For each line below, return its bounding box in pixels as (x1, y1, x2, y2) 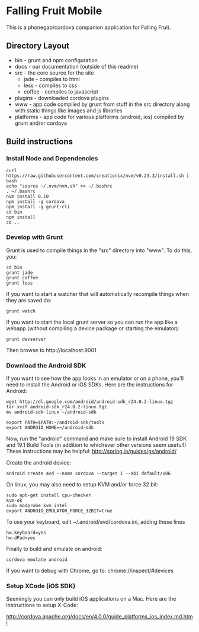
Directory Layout (6, 41, 70, 51)
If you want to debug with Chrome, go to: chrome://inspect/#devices (6, 567, 174, 575)
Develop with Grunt (6, 233, 63, 241)
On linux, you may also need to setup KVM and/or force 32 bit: (6, 481, 159, 488)
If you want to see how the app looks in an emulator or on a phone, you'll (6, 375, 184, 382)
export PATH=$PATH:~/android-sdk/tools (6, 420, 105, 425)
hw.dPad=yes (6, 535, 36, 541)
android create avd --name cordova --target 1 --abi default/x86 (6, 470, 171, 477)
